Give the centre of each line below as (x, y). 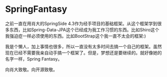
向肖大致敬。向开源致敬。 (31, 69)
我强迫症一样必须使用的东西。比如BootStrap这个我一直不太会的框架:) (76, 36)
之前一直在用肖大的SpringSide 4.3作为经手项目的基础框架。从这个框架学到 (81, 23)
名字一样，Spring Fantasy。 (34, 59)
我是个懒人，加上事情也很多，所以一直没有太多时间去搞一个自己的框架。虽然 (83, 46)
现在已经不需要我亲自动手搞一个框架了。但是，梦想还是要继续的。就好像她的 (83, 53)
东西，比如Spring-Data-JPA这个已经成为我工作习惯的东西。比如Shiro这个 (84, 30)
